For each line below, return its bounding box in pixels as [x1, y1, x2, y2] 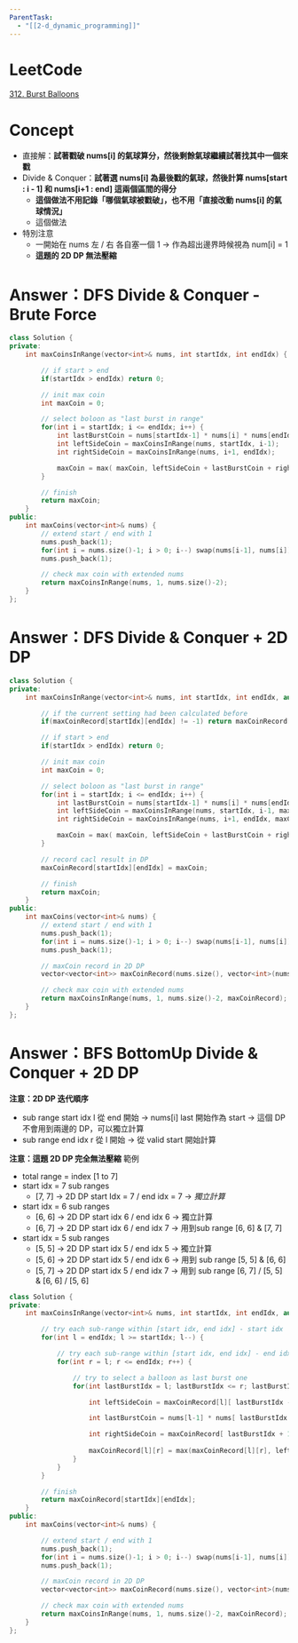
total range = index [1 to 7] [21, 1171, 118, 1181]
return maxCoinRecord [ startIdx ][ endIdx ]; [41, 1496, 197, 1504]
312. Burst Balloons [9, 89, 80, 99]
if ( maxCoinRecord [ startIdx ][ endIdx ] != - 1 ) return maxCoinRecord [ [41, 717, 292, 726]
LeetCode [9, 60, 82, 80]
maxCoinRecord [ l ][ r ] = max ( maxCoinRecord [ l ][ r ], [88, 1447, 272, 1456]
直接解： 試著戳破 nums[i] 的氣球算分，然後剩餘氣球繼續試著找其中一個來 [21, 150, 288, 161]
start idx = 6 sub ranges [21, 1201, 110, 1211]
